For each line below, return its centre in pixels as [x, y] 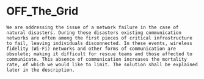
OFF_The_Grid [42, 11]
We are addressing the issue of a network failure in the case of [93, 27]
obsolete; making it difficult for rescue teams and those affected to [99, 54]
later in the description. [41, 70]
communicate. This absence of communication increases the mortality [97, 59]
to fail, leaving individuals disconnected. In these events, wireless [99, 43]
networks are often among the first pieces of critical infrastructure [99, 38]
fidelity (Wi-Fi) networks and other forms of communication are [91, 49]
